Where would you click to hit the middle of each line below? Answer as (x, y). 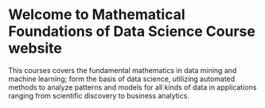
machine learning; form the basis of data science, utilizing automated (122, 79)
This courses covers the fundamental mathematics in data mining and (123, 70)
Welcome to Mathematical (97, 15)
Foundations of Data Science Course (132, 31)
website (35, 48)
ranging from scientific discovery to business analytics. (99, 95)
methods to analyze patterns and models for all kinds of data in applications (132, 87)
